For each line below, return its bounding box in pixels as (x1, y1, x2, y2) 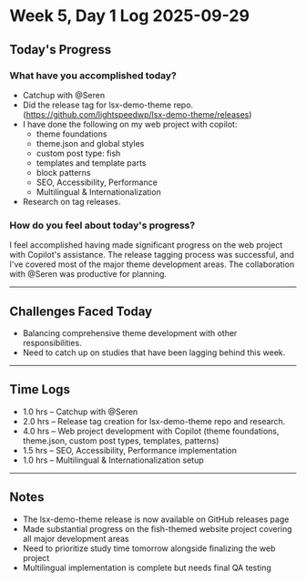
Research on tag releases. (22, 196, 121, 207)
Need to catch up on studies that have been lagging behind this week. (22, 347, 286, 358)
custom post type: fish (36, 148, 121, 158)
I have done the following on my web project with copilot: (22, 118, 238, 129)
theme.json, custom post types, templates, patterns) (22, 434, 219, 446)
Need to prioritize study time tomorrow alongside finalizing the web (22, 543, 276, 554)
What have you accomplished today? (9, 69, 178, 82)
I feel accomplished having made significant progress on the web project (9, 240, 283, 250)
